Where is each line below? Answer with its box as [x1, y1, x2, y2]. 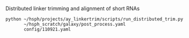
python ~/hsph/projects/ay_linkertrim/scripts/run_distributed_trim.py [5, 16, 183, 22]
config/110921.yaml [23, 26, 71, 32]
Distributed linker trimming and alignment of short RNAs [5, 5, 140, 12]
